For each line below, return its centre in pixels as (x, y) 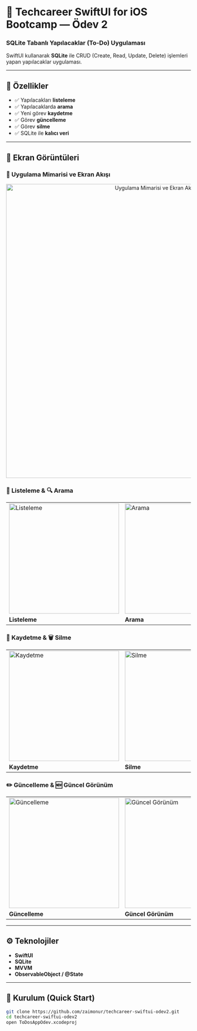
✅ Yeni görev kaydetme (44, 114)
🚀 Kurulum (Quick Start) (50, 998)
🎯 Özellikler (27, 86)
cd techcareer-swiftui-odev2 (42, 1017)
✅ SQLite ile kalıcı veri (42, 133)
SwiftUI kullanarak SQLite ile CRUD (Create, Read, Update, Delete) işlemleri (97, 56)
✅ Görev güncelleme (40, 120)
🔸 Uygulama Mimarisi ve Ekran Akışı (58, 174)
